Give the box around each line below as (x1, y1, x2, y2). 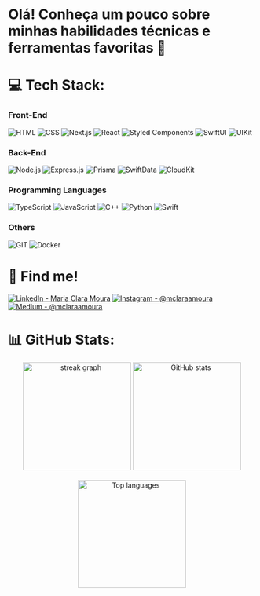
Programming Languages (8, 185, 108, 196)
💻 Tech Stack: (8, 76, 105, 94)
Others (8, 222, 35, 233)
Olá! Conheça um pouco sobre (8, 5, 211, 24)
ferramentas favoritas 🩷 (8, 39, 167, 57)
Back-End (8, 147, 46, 158)
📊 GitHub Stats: (8, 331, 115, 349)
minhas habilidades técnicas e (8, 22, 211, 40)
